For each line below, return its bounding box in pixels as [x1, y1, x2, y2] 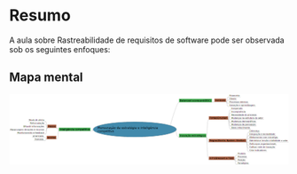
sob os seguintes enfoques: [9, 43, 111, 54]
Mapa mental [9, 70, 83, 85]
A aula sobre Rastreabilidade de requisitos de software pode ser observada [9, 35, 285, 45]
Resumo [9, 5, 71, 26]
